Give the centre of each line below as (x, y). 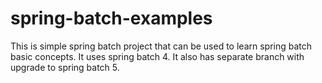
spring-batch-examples (111, 18)
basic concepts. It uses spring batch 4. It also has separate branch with (157, 56)
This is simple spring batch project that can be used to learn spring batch (161, 46)
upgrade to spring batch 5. (65, 67)
